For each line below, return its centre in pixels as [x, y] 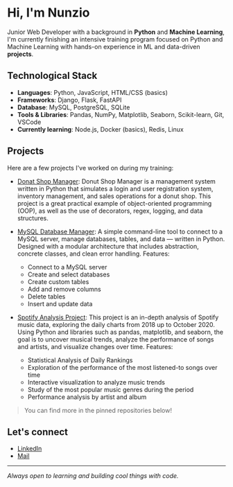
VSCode [29, 122]
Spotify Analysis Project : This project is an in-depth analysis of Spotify [118, 317]
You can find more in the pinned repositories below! [98, 410]
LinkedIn [29, 449]
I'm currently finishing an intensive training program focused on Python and [115, 39]
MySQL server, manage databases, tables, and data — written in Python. [121, 239]
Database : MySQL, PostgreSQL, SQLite [74, 107]
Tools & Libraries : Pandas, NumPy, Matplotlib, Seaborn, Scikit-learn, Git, [121, 114]
